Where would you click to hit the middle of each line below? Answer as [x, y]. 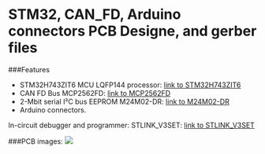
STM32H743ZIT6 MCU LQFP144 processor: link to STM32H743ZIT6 [130, 85]
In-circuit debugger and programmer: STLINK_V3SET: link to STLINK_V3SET [131, 125]
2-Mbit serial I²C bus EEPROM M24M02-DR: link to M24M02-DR [125, 101]
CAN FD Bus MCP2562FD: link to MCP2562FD [95, 93]
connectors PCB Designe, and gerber [132, 31]
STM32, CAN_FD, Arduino [95, 15]
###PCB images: [35, 141]
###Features [29, 69]
